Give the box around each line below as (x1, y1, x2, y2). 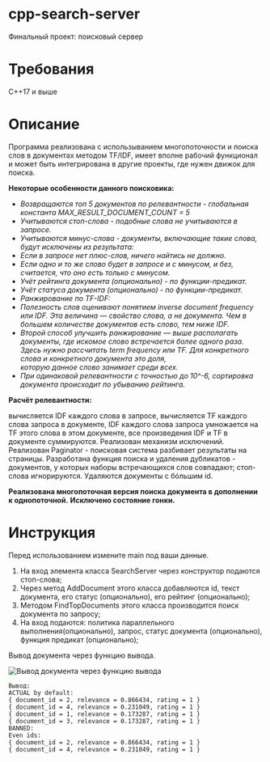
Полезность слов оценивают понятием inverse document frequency (19, 302, 254, 311)
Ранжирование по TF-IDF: (19, 293, 111, 303)
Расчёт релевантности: (8, 395, 92, 404)
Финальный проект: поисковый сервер (8, 32, 144, 41)
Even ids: (8, 731, 42, 739)
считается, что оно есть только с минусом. (19, 268, 171, 277)
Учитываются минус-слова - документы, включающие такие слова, (19, 233, 258, 243)
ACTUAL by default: (8, 688, 74, 696)
